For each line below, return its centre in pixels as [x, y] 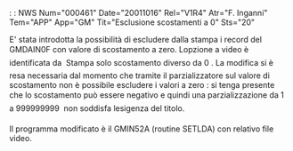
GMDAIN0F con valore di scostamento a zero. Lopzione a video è [129, 49]
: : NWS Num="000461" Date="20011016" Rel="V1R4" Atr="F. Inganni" [138, 13]
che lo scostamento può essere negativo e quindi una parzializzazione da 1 [147, 95]
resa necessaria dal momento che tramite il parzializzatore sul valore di [139, 75]
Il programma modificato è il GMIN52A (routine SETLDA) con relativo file [142, 129]
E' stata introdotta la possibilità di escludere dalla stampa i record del [136, 40]
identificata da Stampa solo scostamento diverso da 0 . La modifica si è [142, 63]
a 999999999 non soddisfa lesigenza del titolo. [97, 108]
